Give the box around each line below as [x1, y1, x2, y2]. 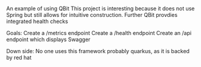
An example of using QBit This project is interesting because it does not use [6, 5, 195, 12]
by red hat [6, 54, 32, 61]
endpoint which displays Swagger [6, 36, 91, 43]
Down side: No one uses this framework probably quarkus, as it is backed [6, 47, 190, 54]
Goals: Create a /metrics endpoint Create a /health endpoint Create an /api [6, 29, 192, 36]
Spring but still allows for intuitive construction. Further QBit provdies [6, 11, 178, 18]
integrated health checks [6, 18, 68, 25]
